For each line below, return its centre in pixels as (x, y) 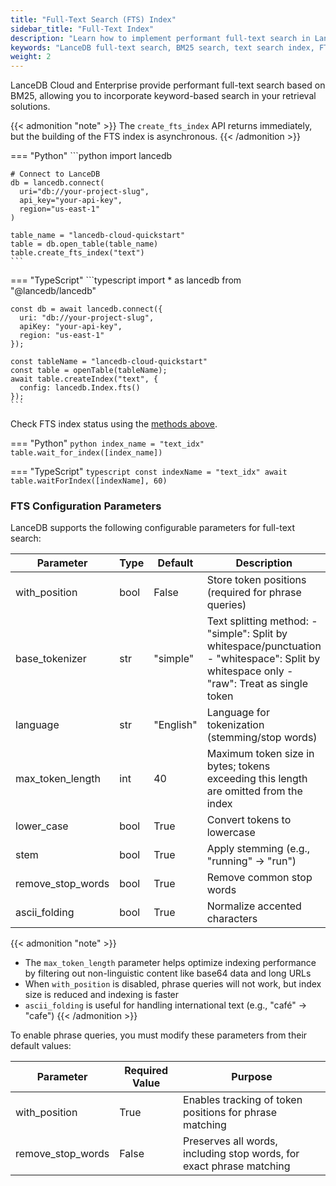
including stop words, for (241, 1154)
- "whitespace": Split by (263, 659)
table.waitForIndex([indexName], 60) (89, 481)
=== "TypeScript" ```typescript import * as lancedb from (126, 280)
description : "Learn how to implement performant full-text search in (160, 38)
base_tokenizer (51, 659)
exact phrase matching (237, 1166)
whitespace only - (250, 671)
